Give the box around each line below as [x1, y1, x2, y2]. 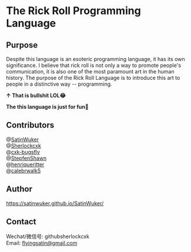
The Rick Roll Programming [6, 4, 141, 18]
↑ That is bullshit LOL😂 [6, 92, 66, 99]
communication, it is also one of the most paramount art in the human [6, 68, 175, 75]
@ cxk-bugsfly [6, 148, 40, 155]
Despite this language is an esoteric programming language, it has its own [6, 56, 185, 62]
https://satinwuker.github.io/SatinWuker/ [6, 200, 104, 207]
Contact [6, 217, 36, 227]
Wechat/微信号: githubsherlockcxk [6, 233, 90, 240]
